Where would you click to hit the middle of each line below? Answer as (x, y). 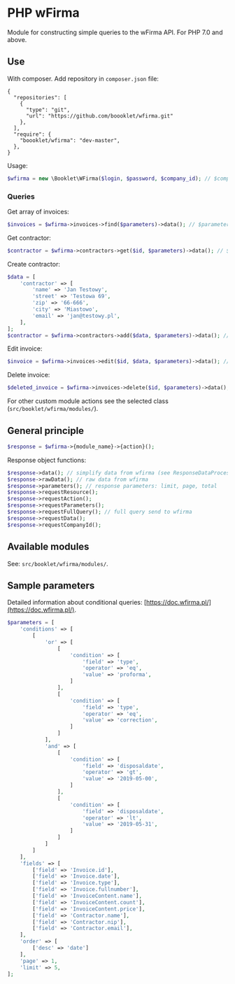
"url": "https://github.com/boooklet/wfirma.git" (99, 116)
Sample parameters (51, 585)
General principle (46, 431)
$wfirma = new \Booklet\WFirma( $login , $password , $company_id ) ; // (109, 178)
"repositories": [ (41, 97)
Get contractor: (29, 238)
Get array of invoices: (38, 211)
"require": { (33, 134)
